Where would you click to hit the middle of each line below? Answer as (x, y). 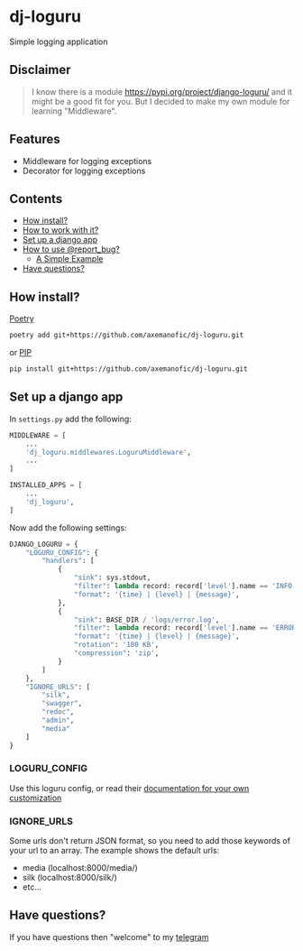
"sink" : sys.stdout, (112, 578)
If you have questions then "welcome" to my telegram (109, 937)
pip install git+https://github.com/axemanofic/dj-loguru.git (129, 369)
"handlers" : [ (68, 561)
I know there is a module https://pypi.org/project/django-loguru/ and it (162, 91)
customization (36, 798)
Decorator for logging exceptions (84, 171)
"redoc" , (58, 712)
